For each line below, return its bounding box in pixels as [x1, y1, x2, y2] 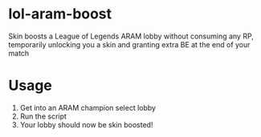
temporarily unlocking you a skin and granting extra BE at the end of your [8, 39, 251, 49]
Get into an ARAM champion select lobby [19, 103, 157, 112]
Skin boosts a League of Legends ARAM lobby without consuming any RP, [8, 31, 255, 41]
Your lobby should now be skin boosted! [19, 119, 153, 129]
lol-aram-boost [8, 5, 112, 23]
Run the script [19, 111, 67, 121]
